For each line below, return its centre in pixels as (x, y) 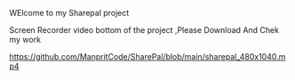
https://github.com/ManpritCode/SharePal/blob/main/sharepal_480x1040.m (147, 56)
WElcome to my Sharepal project (69, 13)
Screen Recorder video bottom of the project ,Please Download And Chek (144, 30)
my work (25, 40)
